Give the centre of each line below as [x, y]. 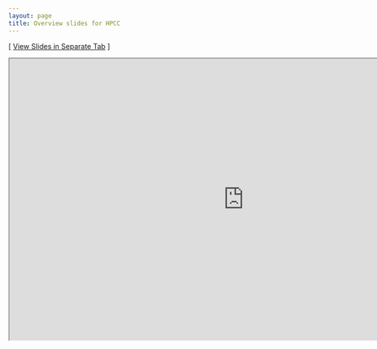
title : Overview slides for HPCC [64, 23]
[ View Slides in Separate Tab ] [59, 46]
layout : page [30, 16]
